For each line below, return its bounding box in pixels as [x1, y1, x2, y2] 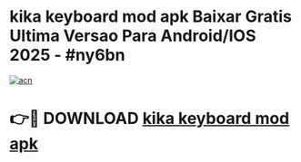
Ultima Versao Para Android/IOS [9, 25, 256, 46]
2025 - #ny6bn [9, 45, 125, 65]
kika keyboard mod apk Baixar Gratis [9, 6, 293, 27]
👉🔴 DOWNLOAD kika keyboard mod [9, 109, 290, 129]
